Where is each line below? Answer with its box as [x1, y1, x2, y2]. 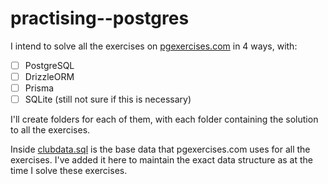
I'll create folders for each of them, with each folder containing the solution [10, 113, 319, 126]
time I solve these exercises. [10, 165, 128, 177]
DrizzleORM [24, 71, 75, 82]
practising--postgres [10, 7, 190, 30]
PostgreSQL [24, 59, 75, 71]
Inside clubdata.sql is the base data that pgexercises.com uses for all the [10, 143, 311, 156]
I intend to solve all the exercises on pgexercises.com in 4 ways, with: [10, 40, 298, 52]
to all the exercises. [10, 124, 91, 136]
